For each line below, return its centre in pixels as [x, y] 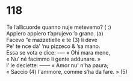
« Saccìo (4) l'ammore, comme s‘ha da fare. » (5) [67, 71]
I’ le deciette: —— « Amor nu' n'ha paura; [57, 65]
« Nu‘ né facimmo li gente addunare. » [54, 59]
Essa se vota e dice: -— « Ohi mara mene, [58, 52]
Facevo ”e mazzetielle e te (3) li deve [52, 40]
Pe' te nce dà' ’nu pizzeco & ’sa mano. [53, 46]
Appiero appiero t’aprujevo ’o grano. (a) [55, 33]
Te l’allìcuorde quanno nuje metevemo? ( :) [59, 27]
